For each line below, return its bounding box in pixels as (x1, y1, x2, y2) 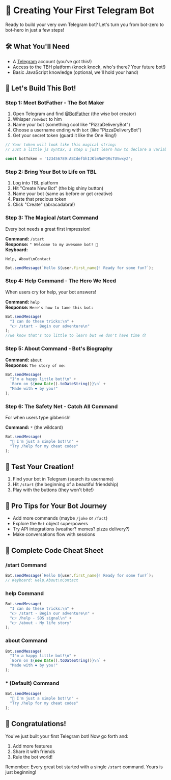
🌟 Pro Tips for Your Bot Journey (5, 501, 107, 510)
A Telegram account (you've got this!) (12, 58, 92, 64)
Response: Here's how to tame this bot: (5, 304, 94, 310)
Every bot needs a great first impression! (5, 226, 91, 232)
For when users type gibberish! (5, 415, 71, 421)
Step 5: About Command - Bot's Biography (5, 345, 113, 352)
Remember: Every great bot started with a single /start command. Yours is (5, 764, 163, 770)
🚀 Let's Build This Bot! (5, 84, 76, 93)
